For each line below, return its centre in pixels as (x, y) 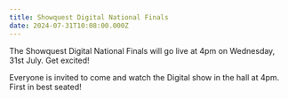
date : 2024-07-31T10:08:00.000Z (69, 26)
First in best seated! (45, 87)
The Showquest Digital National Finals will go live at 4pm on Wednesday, (142, 50)
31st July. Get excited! (50, 60)
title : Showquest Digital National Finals (89, 17)
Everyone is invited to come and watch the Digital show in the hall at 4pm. (144, 77)
